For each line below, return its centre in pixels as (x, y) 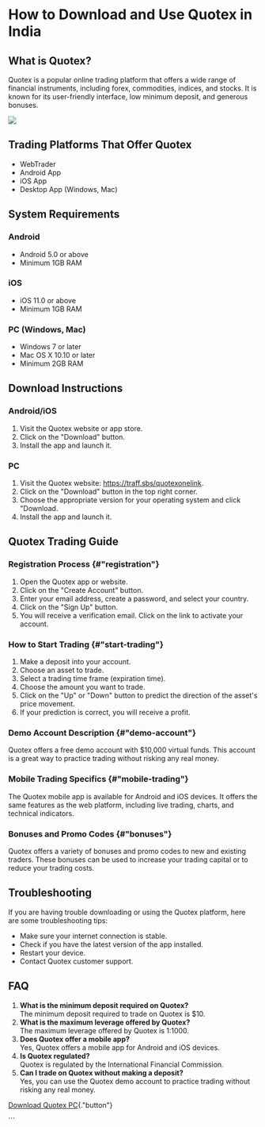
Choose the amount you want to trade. (82, 687)
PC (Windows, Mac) (47, 329)
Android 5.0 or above (54, 254)
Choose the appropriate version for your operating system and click (130, 500)
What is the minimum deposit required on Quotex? (104, 1005)
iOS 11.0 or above (48, 300)
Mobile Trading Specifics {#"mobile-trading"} (98, 779)
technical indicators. (42, 813)
